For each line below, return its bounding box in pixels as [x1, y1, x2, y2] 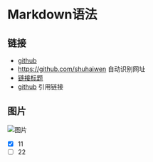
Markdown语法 [7, 6, 97, 23]
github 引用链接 [17, 82, 64, 91]
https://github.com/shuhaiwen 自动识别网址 [17, 65, 146, 73]
